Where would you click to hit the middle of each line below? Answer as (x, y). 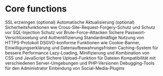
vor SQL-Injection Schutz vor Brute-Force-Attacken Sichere (64, 32)
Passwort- (135, 32)
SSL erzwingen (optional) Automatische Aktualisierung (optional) (70, 22)
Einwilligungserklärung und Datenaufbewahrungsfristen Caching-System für (82, 48)
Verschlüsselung (22, 38)
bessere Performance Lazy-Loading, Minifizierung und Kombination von (77, 53)
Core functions (36, 9)
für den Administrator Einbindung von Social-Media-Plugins (65, 68)
